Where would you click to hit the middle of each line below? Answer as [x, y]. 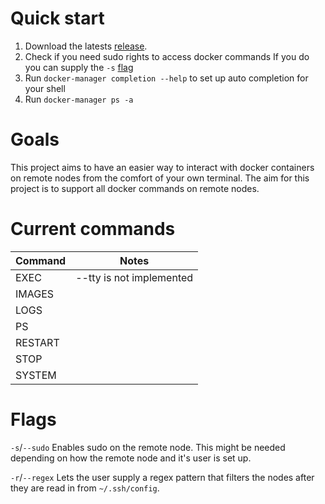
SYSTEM [36, 375]
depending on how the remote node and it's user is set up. [131, 458]
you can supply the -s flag [79, 67]
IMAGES [35, 294]
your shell [45, 88]
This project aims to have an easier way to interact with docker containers [162, 167]
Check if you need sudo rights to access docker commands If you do [167, 56]
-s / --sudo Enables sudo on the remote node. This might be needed [148, 447]
